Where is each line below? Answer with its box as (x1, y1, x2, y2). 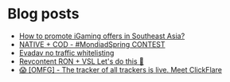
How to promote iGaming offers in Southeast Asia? (18, 31, 185, 41)
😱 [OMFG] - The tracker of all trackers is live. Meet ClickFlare (18, 64, 222, 74)
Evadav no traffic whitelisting (18, 48, 115, 57)
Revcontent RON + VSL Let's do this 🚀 (18, 57, 144, 66)
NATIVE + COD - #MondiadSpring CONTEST (18, 39, 166, 49)
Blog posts (7, 5, 80, 23)
